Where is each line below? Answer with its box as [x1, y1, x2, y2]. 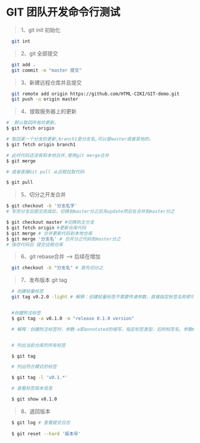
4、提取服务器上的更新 [20, 108, 77, 115]
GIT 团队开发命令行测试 [6, 5, 121, 19]
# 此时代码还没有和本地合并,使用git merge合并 [6, 152, 110, 158]
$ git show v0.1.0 [11, 396, 58, 402]
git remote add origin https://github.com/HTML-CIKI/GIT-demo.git [11, 91, 180, 97]
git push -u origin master [11, 96, 79, 102]
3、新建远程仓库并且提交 [20, 79, 82, 86]
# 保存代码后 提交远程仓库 [6, 241, 64, 248]
